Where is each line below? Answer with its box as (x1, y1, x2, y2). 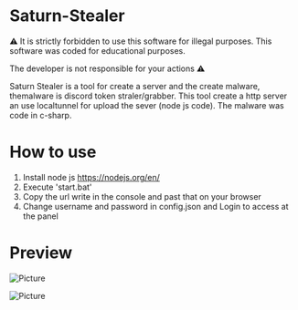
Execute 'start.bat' (22, 181, 93, 192)
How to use (9, 142, 97, 162)
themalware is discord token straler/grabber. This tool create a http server (9, 90, 288, 101)
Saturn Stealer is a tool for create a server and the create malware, (9, 80, 261, 91)
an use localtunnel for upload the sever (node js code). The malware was (9, 99, 285, 110)
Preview (9, 243, 73, 263)
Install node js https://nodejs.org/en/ (22, 171, 160, 182)
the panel (22, 211, 59, 222)
